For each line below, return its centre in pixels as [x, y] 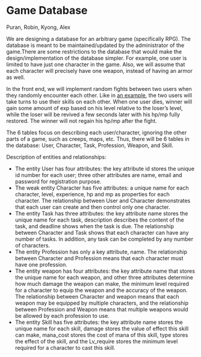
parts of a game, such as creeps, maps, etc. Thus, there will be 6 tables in [98, 138]
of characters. [32, 245]
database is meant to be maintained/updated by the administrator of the [95, 45]
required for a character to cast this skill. [65, 347]
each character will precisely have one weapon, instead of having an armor [99, 70]
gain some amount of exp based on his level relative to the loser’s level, [94, 108]
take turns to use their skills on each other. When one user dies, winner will [99, 101]
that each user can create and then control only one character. [92, 207]
